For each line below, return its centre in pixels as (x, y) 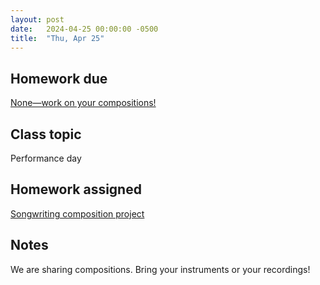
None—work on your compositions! (83, 103)
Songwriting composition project (77, 213)
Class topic (46, 134)
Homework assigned (76, 189)
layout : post (37, 19)
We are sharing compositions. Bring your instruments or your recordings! (160, 269)
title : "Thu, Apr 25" (57, 38)
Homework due (59, 78)
